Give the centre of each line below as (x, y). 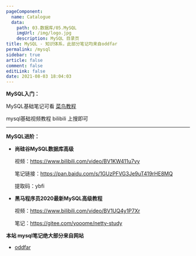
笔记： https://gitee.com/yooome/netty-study (68, 223)
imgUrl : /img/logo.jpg (44, 33)
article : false (24, 60)
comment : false (24, 66)
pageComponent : (24, 11)
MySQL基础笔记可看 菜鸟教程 (41, 106)
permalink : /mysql (28, 50)
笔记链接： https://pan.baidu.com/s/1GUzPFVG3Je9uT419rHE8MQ (94, 174)
